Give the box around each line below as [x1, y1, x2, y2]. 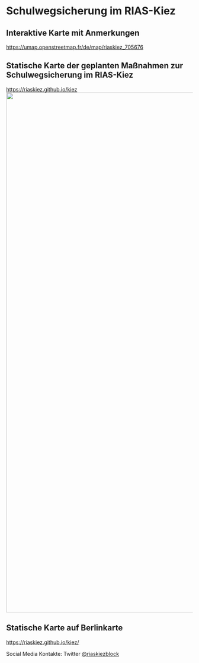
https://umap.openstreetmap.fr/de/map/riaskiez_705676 [6, 43, 144, 50]
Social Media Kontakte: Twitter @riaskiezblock [6, 650, 120, 657]
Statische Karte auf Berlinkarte [6, 623, 123, 633]
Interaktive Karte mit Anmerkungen [6, 28, 140, 38]
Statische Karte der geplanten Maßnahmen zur [6, 61, 184, 71]
